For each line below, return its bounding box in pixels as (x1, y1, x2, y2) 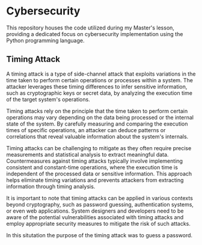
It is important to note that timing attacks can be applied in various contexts (6, 194, 194, 202)
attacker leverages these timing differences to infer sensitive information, (6, 83, 188, 90)
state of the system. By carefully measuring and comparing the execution (6, 120, 188, 127)
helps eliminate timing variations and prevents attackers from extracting (6, 176, 184, 184)
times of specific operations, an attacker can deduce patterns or (6, 126, 166, 133)
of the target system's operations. (6, 95, 90, 103)
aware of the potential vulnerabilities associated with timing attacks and (6, 213, 184, 220)
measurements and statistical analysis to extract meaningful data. (6, 151, 169, 158)
